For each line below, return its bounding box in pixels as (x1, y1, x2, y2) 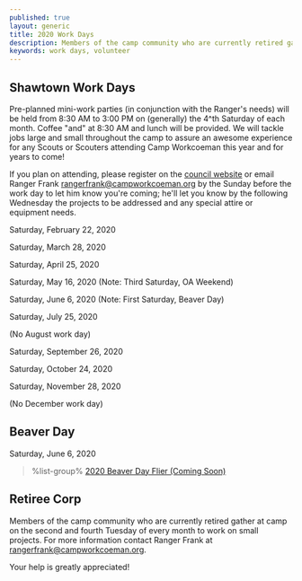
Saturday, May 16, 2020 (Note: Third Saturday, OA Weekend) (9, 276, 234, 287)
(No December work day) (9, 398, 103, 409)
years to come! (9, 151, 65, 162)
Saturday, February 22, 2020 (9, 224, 117, 234)
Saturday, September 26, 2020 (9, 346, 124, 357)
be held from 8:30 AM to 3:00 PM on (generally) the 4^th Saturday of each (9, 113, 286, 124)
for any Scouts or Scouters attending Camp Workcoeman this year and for (9, 141, 284, 153)
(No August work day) (9, 329, 92, 339)
